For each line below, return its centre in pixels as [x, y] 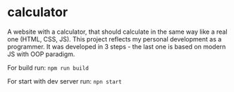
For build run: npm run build [48, 67]
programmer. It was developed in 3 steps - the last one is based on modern [117, 46]
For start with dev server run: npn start [64, 81]
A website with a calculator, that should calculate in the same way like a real [117, 32]
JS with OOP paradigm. [41, 54]
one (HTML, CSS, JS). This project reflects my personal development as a [115, 39]
